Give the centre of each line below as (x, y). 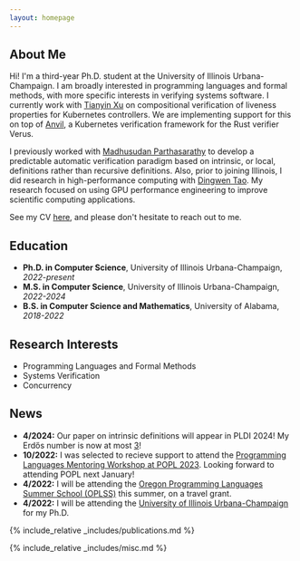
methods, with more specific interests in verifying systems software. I (139, 95)
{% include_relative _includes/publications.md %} (102, 530)
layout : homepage (42, 18)
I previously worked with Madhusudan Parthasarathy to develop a (132, 151)
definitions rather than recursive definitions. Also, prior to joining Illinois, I (146, 171)
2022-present (48, 277)
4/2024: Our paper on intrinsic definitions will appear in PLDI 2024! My (156, 435)
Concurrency (47, 385)
